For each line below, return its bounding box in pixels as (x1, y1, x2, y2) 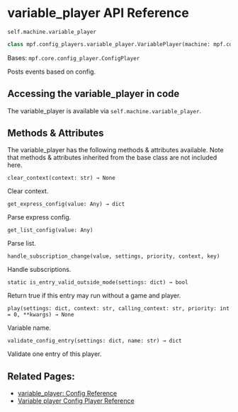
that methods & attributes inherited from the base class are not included (7, 154, 217, 162)
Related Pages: (7, 370, 76, 382)
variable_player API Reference (7, 5, 189, 21)
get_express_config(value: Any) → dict (7, 200, 125, 208)
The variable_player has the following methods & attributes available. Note (7, 146, 225, 154)
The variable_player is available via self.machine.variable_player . (7, 106, 202, 115)
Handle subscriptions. (7, 265, 72, 274)
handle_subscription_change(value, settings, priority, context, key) (7, 253, 220, 260)
